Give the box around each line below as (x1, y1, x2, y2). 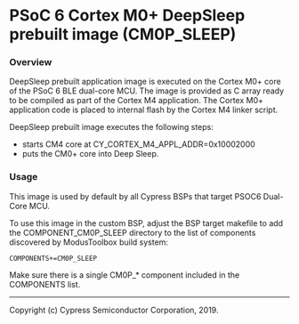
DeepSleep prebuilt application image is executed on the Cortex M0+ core (9, 77, 282, 87)
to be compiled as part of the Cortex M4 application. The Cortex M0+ (9, 95, 264, 106)
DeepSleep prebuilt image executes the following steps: (9, 122, 214, 133)
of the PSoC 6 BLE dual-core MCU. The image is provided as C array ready (9, 85, 285, 96)
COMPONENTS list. (9, 279, 81, 289)
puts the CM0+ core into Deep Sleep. (21, 149, 159, 159)
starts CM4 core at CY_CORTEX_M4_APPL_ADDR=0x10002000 (21, 139, 255, 150)
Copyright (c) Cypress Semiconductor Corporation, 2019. (9, 304, 219, 315)
